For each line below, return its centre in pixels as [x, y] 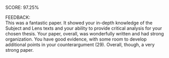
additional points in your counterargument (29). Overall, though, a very [80, 45]
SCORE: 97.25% [22, 7]
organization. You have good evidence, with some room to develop [76, 39]
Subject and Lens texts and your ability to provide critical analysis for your [84, 28]
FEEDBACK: [18, 17]
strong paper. [20, 50]
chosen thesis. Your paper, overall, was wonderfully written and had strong [85, 34]
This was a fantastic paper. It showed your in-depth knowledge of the [79, 23]
